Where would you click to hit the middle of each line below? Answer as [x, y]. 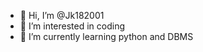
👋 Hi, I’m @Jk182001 [62, 15]
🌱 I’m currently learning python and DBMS [106, 36]
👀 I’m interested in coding [72, 26]
